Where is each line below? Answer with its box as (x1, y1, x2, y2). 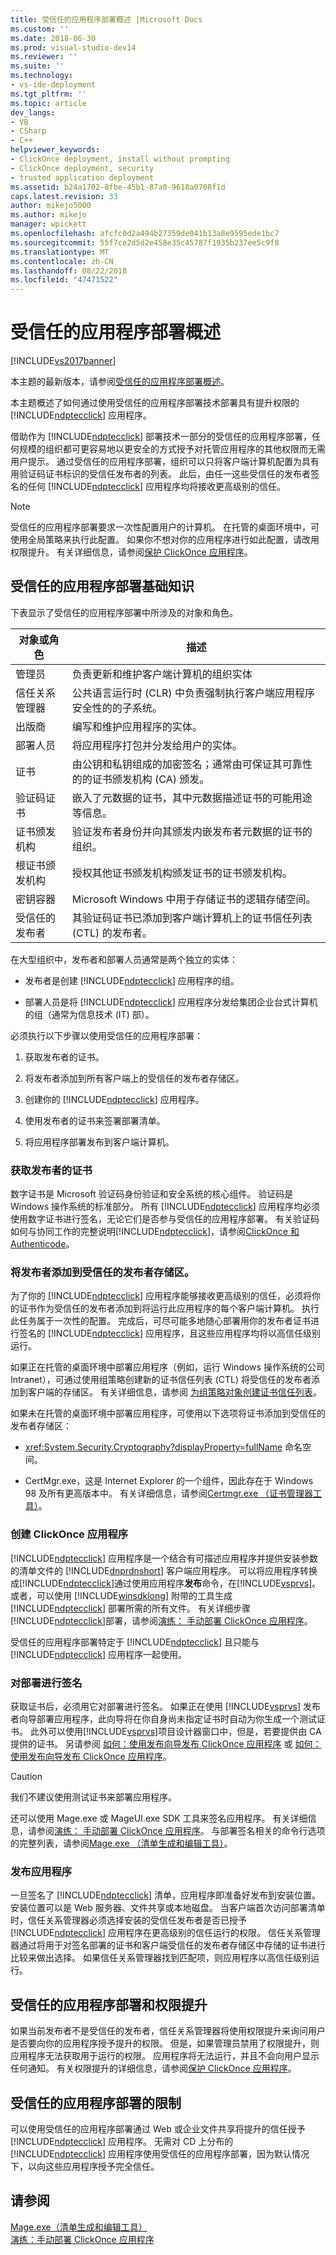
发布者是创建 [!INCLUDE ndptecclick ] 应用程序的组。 (24, 974, 240, 986)
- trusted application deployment (10, 172, 155, 183)
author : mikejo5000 (10, 201, 92, 211)
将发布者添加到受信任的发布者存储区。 (10, 1266, 195, 1280)
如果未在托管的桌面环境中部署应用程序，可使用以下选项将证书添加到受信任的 (10, 1407, 326, 1420)
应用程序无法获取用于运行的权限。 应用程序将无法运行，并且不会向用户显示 (10, 2050, 320, 2062)
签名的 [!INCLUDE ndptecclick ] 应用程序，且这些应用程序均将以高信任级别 (18, 1327, 321, 1340)
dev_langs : (10, 107, 56, 118)
